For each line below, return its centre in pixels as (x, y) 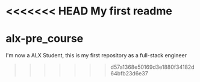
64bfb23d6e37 (129, 74)
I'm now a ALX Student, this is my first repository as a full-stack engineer (96, 55)
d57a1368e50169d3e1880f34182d (152, 67)
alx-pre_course (45, 39)
